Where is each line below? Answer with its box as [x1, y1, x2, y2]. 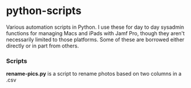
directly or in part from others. [6, 42, 79, 49]
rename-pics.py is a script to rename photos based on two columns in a [6, 70, 182, 77]
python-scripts [6, 4, 82, 18]
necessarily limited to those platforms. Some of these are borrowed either [6, 36, 185, 43]
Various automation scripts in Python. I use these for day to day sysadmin [6, 23, 185, 31]
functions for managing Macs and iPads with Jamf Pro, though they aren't [6, 29, 185, 36]
